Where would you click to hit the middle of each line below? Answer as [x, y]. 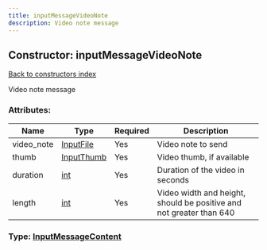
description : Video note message [64, 23]
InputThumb [84, 157]
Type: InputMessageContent [65, 237]
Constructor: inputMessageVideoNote [105, 55]
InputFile [77, 144]
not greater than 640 [196, 213]
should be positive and [199, 202]
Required [132, 130]
